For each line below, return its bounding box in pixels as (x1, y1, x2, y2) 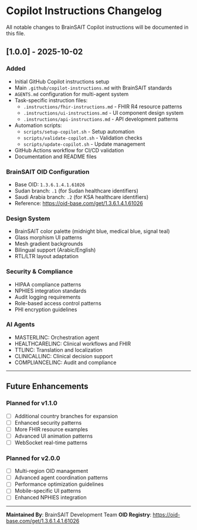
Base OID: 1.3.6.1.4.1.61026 (14, 181, 85, 188)
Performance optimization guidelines (14, 481, 104, 488)
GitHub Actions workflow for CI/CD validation (14, 146, 124, 154)
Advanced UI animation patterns (14, 432, 93, 439)
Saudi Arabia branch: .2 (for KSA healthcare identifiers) (14, 193, 149, 201)
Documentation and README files (14, 153, 97, 160)
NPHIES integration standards (14, 287, 87, 294)
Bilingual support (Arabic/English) (14, 246, 96, 254)
